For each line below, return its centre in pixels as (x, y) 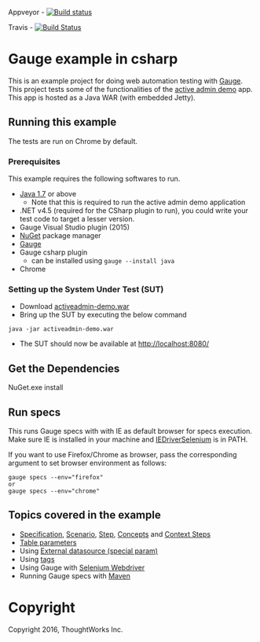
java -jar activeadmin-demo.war (61, 329)
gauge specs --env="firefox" (56, 477)
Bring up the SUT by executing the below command (103, 315)
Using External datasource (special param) (89, 551)
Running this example (62, 122)
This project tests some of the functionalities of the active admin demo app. (130, 89)
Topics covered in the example (84, 515)
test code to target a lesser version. (77, 219)
